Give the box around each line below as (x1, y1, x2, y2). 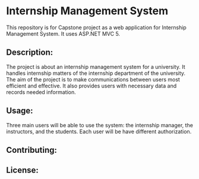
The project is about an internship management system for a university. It (6, 63, 185, 70)
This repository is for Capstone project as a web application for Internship (6, 24, 187, 31)
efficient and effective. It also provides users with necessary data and (6, 82, 177, 89)
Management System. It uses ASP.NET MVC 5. (6, 30, 121, 37)
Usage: (6, 106, 34, 116)
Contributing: (6, 145, 58, 155)
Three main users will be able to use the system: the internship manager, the (6, 121, 193, 128)
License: (6, 165, 39, 175)
